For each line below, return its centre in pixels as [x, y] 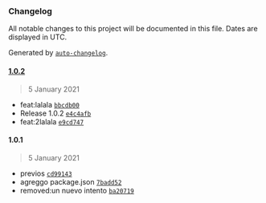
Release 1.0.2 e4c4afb [55, 113]
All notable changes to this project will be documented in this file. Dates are [133, 29]
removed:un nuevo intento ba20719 [77, 190]
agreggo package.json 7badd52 [71, 181]
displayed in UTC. [38, 37]
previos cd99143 [46, 173]
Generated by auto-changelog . [58, 53]
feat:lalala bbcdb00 [50, 104]
